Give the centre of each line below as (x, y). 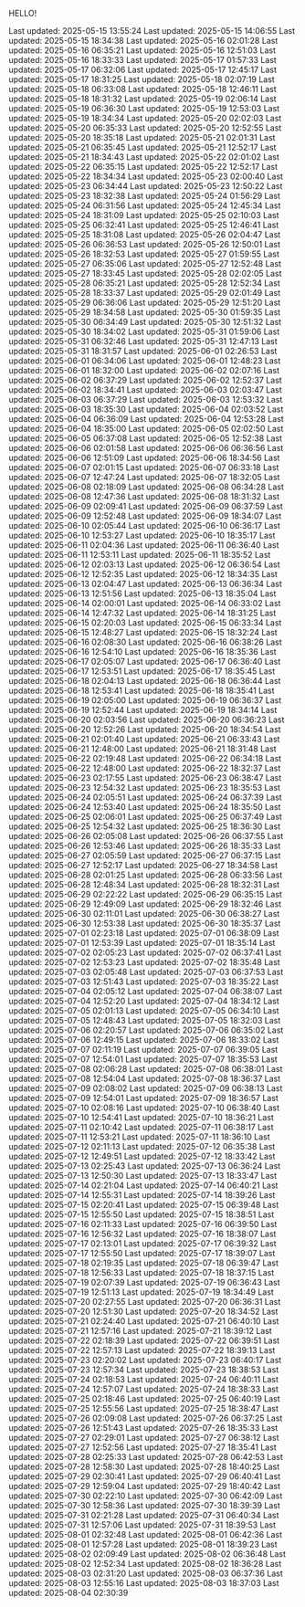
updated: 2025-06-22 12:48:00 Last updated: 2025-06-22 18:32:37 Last (145, 768)
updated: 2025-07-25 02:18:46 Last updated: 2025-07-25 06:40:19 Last (144, 1399)
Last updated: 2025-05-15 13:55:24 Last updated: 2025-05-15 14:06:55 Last (152, 31)
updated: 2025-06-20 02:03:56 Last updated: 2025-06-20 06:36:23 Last (147, 719)
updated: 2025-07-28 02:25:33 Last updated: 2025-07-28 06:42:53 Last (146, 1457)
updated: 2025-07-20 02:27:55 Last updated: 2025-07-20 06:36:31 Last (145, 1302)
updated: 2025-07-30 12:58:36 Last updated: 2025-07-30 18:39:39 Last (144, 1505)
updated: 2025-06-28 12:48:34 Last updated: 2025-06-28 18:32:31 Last (144, 884)
